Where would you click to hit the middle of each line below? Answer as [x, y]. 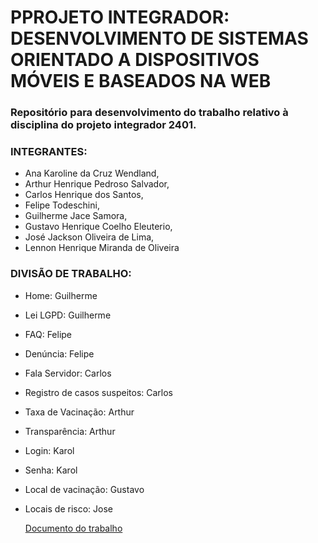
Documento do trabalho [73, 528]
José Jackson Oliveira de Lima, [89, 237]
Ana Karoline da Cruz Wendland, [92, 173]
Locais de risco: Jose [68, 508]
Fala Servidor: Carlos [68, 373]
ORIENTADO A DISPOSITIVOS [135, 60]
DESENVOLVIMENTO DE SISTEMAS [159, 38]
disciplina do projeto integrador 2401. [103, 125]
